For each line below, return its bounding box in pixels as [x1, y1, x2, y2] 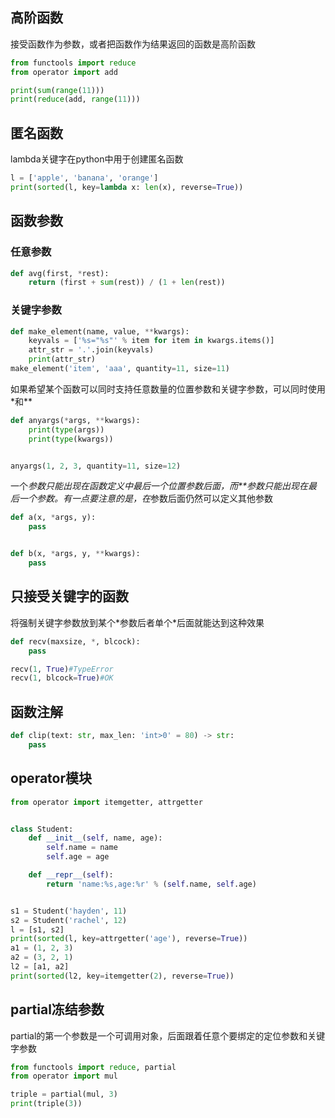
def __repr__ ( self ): [28, 870, 114, 880]
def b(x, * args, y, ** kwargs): [10, 549, 141, 559]
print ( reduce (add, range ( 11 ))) [10, 94, 141, 105]
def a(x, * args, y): [10, 513, 97, 523]
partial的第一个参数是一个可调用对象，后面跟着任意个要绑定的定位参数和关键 [10, 1029, 326, 1042]
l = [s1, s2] [10, 924, 65, 935]
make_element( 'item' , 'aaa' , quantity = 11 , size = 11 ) [10, 364, 230, 374]
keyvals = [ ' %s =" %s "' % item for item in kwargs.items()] [28, 336, 275, 346]
